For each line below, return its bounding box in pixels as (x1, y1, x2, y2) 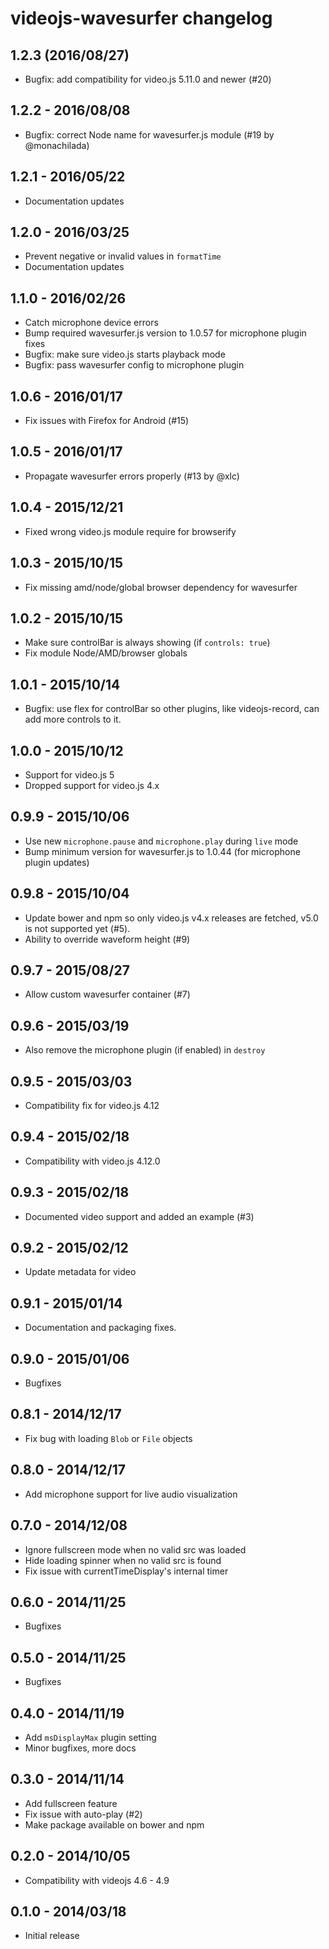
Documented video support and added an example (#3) (24, 1210, 255, 1222)
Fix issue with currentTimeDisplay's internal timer (24, 1565, 229, 1577)
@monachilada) (24, 139, 90, 151)
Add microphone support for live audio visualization (24, 1488, 238, 1500)
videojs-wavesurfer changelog (10, 7, 273, 30)
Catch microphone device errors (24, 317, 159, 329)
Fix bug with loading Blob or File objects (24, 1432, 193, 1444)
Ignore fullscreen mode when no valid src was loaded (24, 1543, 247, 1556)
